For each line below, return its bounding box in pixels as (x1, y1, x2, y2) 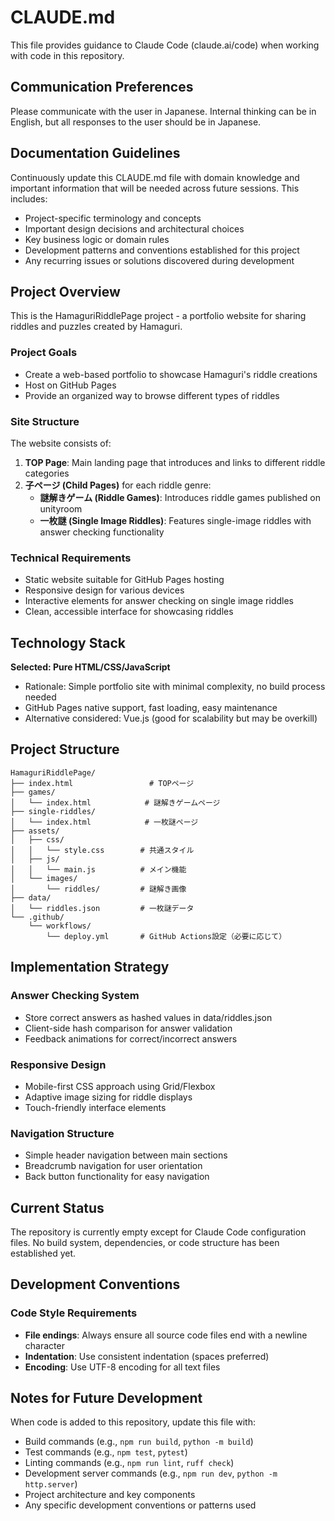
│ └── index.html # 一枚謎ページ (10, 817, 199, 827)
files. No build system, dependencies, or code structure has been (10, 1236, 280, 1248)
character (24, 1339, 65, 1351)
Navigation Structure (10, 1126, 115, 1140)
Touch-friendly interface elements (24, 1101, 167, 1113)
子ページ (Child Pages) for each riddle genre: (24, 479, 212, 491)
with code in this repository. (10, 49, 125, 61)
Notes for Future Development (10, 1390, 203, 1407)
